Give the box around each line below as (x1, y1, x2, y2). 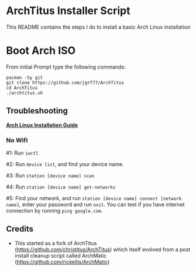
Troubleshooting (6, 106, 68, 116)
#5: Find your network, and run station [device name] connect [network (6, 194, 182, 201)
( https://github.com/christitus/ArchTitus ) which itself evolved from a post (14, 246, 191, 253)
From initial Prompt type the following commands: (6, 63, 126, 70)
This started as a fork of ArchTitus (14, 239, 97, 246)
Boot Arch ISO (6, 44, 76, 57)
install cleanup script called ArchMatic (14, 252, 107, 259)
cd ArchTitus (6, 85, 38, 91)
